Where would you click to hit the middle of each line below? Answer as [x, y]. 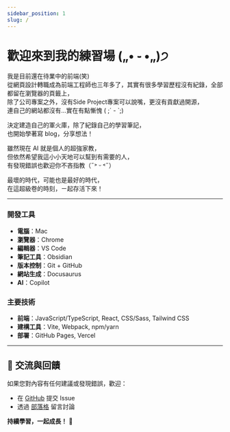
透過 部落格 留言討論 [46, 407]
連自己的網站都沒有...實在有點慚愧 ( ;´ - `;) [65, 111]
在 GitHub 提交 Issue [46, 398]
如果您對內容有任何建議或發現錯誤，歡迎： [67, 383]
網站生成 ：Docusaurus [49, 274]
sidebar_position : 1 [37, 13]
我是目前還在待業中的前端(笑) [49, 76]
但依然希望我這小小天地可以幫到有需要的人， [70, 157]
